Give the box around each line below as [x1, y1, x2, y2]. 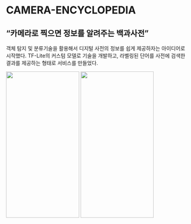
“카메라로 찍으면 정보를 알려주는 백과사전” [6, 28, 149, 38]
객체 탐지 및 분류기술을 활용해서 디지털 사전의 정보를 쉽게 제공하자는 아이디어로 [6, 45, 186, 51]
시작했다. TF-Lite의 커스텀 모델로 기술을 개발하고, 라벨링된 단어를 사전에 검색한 [6, 52, 186, 59]
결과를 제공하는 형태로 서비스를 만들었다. [6, 60, 98, 66]
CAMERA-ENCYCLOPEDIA [6, 4, 136, 17]
